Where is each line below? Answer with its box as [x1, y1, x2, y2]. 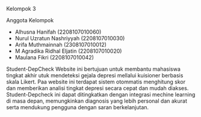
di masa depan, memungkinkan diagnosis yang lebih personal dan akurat [6, 97, 188, 104]
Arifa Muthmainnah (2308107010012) [14, 41, 107, 48]
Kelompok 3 [6, 5, 36, 12]
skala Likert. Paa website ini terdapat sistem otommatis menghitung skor [6, 78, 185, 85]
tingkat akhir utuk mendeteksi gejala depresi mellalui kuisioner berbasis [6, 72, 184, 79]
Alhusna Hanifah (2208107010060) [14, 28, 102, 35]
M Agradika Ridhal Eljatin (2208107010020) [14, 47, 122, 55]
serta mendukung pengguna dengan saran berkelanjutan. [6, 104, 149, 110]
